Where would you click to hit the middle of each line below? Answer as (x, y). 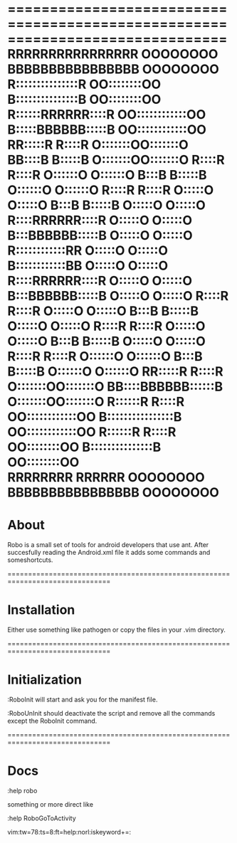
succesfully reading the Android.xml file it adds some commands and (109, 553)
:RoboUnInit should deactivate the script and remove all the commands (111, 713)
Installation (41, 610)
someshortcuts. (30, 560)
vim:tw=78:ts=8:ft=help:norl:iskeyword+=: (69, 832)
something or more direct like (51, 804)
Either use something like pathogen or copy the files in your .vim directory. (116, 630)
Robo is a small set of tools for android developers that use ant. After (108, 545)
